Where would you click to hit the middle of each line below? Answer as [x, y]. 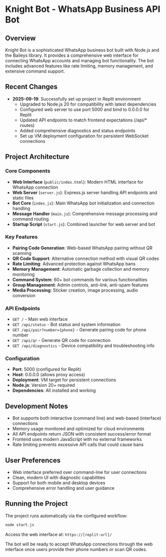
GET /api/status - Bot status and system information [66, 325]
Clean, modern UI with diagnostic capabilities [59, 478]
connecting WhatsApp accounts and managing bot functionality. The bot [80, 60]
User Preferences [33, 460]
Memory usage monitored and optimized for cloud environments [78, 429]
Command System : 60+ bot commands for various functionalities [80, 279]
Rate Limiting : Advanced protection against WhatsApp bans [74, 264]
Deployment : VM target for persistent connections [64, 380]
